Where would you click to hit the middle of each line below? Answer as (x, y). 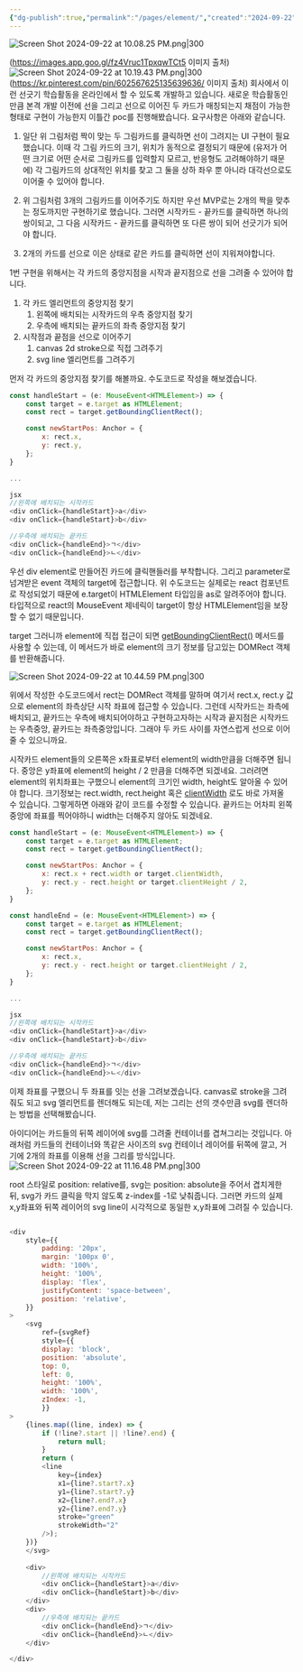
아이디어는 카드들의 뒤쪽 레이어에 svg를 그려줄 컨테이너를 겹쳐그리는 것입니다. (146, 1132)
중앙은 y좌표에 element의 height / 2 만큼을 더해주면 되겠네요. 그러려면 (145, 770)
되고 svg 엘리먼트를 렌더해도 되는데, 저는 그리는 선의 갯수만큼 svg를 (145, 1103)
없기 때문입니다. (56, 616)
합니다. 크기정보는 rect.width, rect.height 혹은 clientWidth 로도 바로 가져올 (151, 793)
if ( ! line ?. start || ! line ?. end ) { (109, 1433)
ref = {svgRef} (66, 1333)
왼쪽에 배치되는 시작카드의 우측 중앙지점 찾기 (114, 314)
